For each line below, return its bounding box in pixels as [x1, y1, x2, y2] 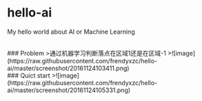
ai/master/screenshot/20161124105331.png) [7, 86, 131, 94]
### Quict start [7, 71, 50, 80]
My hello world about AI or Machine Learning [7, 27, 136, 36]
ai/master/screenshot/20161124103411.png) [7, 64, 130, 72]
